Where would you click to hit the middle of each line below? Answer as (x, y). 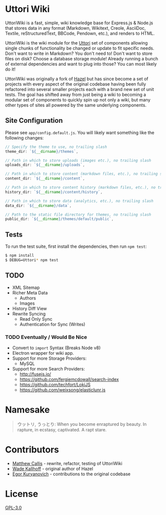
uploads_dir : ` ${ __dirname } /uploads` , (45, 165)
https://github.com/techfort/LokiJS (55, 384)
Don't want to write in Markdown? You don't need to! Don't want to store (79, 53)
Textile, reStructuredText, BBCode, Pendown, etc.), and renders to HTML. (80, 33)
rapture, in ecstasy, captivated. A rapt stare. (62, 429)
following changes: (24, 138)
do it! (10, 69)
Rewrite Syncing (29, 314)
